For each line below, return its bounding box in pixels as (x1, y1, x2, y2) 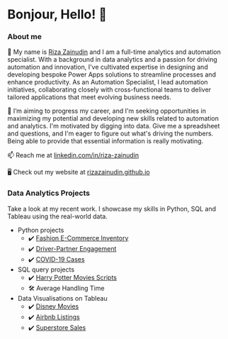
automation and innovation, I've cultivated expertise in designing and (7, 63, 208, 72)
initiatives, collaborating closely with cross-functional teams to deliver (7, 85, 211, 94)
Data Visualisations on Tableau (17, 294, 108, 302)
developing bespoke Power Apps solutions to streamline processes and (7, 70, 216, 79)
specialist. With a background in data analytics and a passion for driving (7, 55, 217, 64)
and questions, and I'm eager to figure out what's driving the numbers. (7, 129, 214, 138)
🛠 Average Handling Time (28, 284, 105, 292)
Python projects (17, 226, 64, 234)
